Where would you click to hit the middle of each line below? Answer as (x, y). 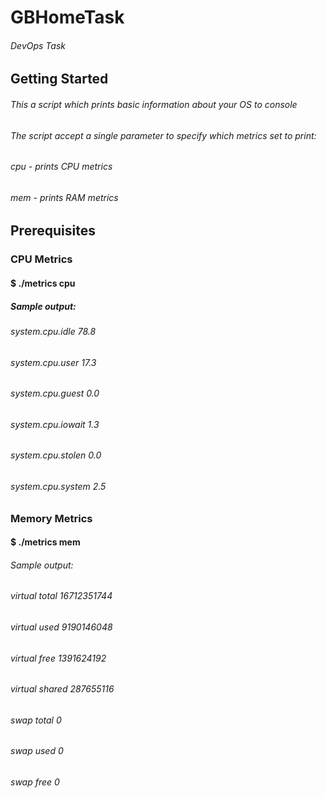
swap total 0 (36, 720)
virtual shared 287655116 (62, 689)
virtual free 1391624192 (58, 658)
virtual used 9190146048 (61, 627)
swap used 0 (37, 751)
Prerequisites (53, 231)
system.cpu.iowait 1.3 (55, 424)
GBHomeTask (67, 17)
